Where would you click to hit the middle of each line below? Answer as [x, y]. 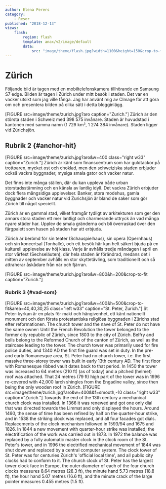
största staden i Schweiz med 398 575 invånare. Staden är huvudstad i [77, 119]
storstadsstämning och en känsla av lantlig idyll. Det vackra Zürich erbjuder [82, 188]
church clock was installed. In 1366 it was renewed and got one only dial [79, 403]
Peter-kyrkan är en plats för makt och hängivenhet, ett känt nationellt [75, 313]
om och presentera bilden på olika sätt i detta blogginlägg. [64, 105]
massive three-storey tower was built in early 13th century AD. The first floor [83, 361]
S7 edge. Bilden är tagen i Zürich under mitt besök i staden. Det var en [77, 94]
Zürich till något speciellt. [31, 204]
